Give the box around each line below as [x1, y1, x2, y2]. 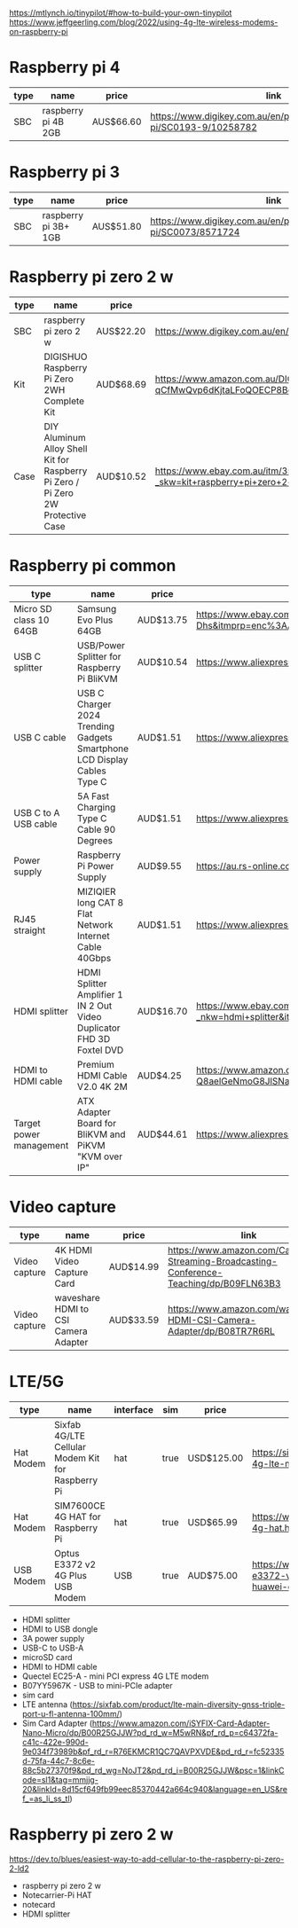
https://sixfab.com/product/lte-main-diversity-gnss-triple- [72, 1698, 286, 1710]
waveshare [54, 1291, 100, 1304]
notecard [21, 1899, 56, 1909]
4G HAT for [54, 1510, 102, 1523]
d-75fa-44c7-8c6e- [21, 1755, 96, 1766]
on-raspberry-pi [9, 27, 68, 36]
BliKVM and [76, 1128, 126, 1140]
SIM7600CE [54, 1499, 106, 1511]
